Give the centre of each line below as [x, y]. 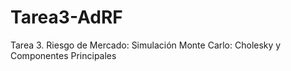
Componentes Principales [63, 55]
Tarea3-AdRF [66, 17]
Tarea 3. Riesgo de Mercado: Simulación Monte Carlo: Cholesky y [146, 45]
